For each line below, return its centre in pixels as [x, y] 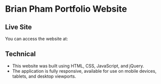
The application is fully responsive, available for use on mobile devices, [84, 71]
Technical [20, 54]
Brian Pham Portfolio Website [66, 9]
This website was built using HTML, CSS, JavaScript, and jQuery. [78, 66]
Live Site [18, 27]
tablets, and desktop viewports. [44, 76]
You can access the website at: [37, 39]
